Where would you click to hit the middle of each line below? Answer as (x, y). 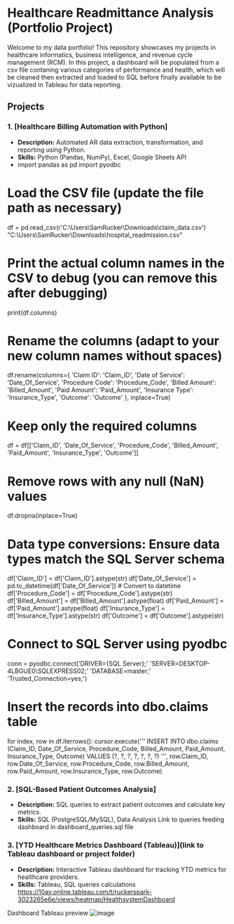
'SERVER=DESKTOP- (180, 664)
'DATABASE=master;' (121, 671)
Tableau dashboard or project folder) (71, 854)
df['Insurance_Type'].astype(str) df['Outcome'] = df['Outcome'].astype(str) (116, 616)
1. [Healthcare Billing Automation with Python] (88, 126)
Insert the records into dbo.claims (108, 707)
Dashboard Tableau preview (48, 913)
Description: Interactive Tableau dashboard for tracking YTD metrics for (122, 869)
